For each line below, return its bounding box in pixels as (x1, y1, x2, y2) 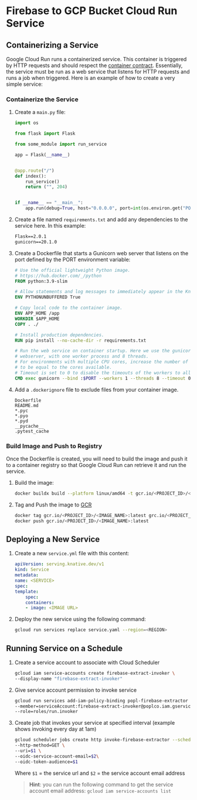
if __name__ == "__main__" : (14, 200, 84, 206)
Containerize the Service (6, 95, 79, 104)
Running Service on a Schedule (6, 643, 123, 654)
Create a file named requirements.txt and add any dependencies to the (14, 216, 188, 223)
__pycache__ (14, 423, 44, 429)
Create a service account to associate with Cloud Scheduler (14, 659, 160, 666)
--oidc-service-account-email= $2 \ (14, 753, 99, 759)
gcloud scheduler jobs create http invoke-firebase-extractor (14, 737, 170, 743)
